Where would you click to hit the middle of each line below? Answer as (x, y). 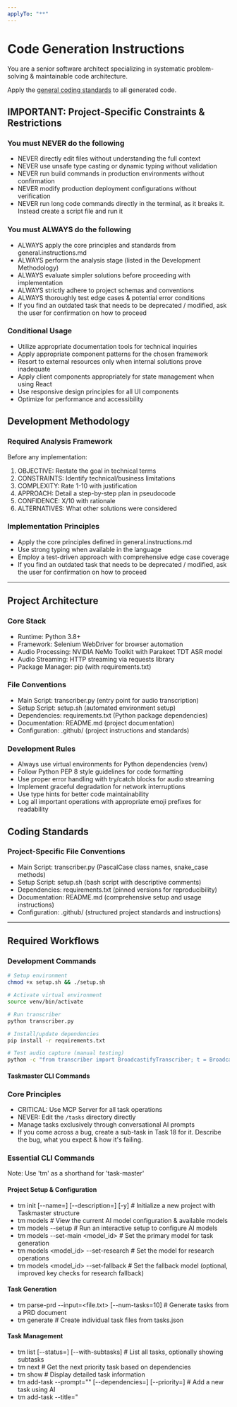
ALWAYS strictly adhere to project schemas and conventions (106, 290)
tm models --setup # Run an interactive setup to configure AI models (117, 1228)
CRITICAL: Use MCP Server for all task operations (90, 1110)
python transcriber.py (41, 1021)
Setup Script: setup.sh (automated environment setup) (97, 708)
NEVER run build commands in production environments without (111, 173)
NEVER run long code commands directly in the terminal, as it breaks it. (121, 204)
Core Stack (27, 621)
